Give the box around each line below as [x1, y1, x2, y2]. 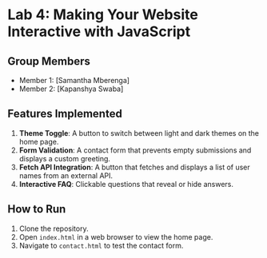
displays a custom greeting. [18, 153, 111, 163]
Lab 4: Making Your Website [7, 6, 199, 24]
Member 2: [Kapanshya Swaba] [18, 84, 124, 93]
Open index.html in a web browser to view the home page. [18, 232, 213, 241]
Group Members [7, 54, 91, 68]
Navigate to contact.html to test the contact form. [18, 240, 184, 250]
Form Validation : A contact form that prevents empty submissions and [18, 145, 252, 155]
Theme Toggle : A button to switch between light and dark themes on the [18, 128, 260, 137]
